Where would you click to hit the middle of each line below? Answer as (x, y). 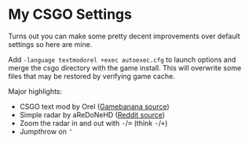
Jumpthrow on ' (46, 131)
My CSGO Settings (70, 14)
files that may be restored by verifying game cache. (92, 76)
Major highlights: (35, 91)
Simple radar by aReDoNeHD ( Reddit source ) (92, 114)
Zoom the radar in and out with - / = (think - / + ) (93, 123)
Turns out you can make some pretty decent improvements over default (124, 36)
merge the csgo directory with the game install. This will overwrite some (125, 67)
